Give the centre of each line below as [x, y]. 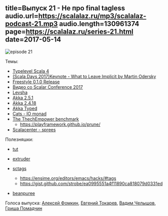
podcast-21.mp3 [31, 24]
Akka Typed [25, 108]
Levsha [20, 92]
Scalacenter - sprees [34, 129]
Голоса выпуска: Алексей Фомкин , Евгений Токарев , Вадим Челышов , [80, 203]
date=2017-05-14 [33, 40]
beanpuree [24, 193]
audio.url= [22, 16]
